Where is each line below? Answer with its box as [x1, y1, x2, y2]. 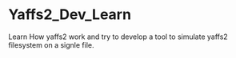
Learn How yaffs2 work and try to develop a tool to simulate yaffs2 [8, 32, 228, 41]
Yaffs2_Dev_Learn [8, 6, 132, 24]
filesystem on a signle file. [8, 40, 94, 49]
